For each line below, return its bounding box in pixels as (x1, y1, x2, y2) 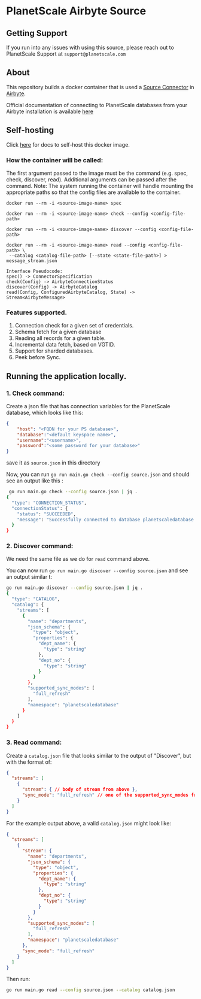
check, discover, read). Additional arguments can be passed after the (6, 175, 177, 183)
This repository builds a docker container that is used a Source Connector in (6, 83, 194, 90)
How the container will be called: (6, 156, 103, 164)
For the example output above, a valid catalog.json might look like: (6, 819, 172, 827)
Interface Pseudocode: (6, 268, 63, 274)
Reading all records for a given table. (14, 335, 106, 342)
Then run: (6, 976, 31, 983)
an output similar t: (6, 573, 53, 581)
